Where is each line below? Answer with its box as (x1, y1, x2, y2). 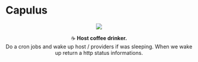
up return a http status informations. (55, 49, 143, 56)
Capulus (5, 4, 48, 17)
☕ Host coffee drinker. (71, 34, 127, 41)
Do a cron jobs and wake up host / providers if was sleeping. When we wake (5, 43, 193, 50)
